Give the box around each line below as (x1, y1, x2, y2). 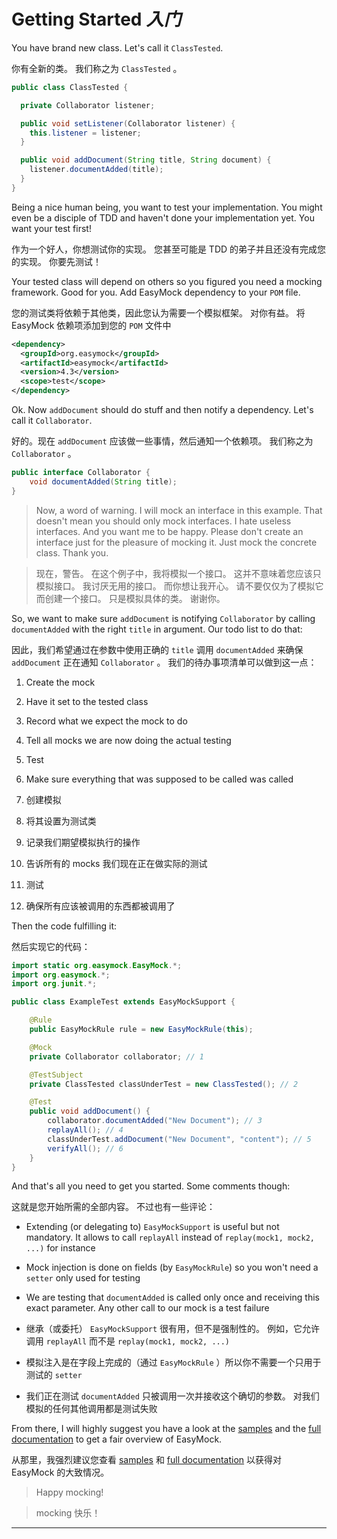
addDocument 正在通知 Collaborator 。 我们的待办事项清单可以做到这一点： (11, 656, 318, 668)
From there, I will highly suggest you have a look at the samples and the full (11, 1423, 322, 1435)
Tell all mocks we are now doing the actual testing (25, 734, 232, 746)
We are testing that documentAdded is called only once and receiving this (25, 1291, 320, 1304)
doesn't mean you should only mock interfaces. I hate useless (35, 515, 292, 527)
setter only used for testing (25, 1272, 141, 1284)
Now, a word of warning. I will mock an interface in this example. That (35, 504, 323, 516)
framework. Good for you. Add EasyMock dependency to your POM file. (11, 286, 301, 298)
